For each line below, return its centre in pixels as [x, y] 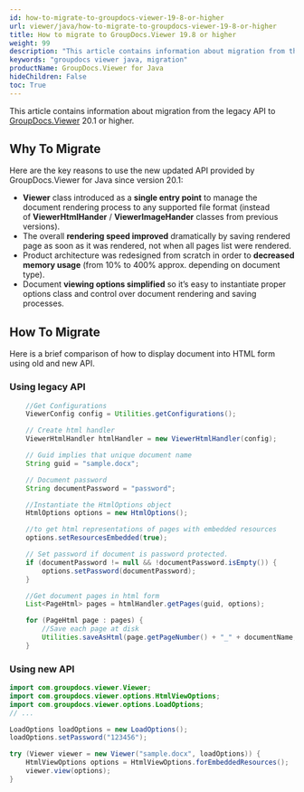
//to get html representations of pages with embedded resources [152, 530]
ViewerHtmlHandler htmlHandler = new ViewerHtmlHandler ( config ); [152, 439]
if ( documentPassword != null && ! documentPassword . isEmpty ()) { [152, 562]
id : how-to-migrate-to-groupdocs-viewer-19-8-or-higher [117, 18]
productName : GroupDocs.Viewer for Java [87, 69]
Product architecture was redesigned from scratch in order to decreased [158, 255]
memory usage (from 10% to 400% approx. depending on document [151, 265]
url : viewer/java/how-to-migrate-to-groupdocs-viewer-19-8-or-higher [143, 26]
